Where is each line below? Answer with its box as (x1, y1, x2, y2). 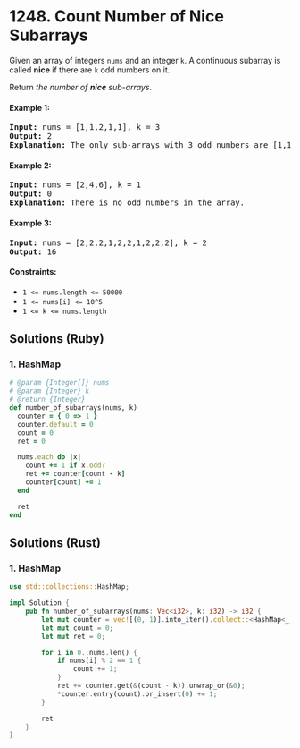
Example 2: (9, 159, 52, 171)
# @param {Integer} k (9, 387, 90, 395)
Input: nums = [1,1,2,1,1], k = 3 (9, 123, 161, 132)
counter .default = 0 (17, 420, 94, 429)
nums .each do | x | (17, 453, 82, 462)
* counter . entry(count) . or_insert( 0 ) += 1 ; (56, 689, 218, 699)
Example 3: (9, 217, 52, 228)
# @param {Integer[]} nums (9, 378, 110, 387)
